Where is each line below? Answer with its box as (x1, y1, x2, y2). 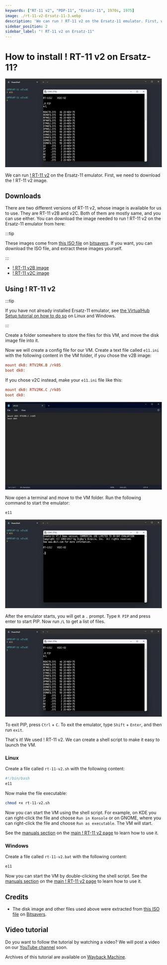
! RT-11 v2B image (12, 265, 49, 271)
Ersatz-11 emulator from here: (5, 221, 66, 227)
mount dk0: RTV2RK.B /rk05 (5, 363, 61, 368)
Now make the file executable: (5, 790, 67, 796)
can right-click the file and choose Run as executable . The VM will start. (5, 820, 153, 826)
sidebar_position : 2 (5, 24, 48, 29)
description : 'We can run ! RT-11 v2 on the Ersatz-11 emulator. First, (5, 18, 159, 23)
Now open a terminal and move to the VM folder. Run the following (5, 494, 142, 501)
